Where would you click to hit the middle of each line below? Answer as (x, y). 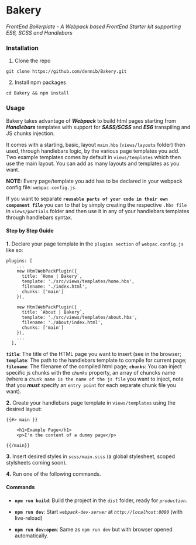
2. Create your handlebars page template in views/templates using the (91, 402)
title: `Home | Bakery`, (52, 276)
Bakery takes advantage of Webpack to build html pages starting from (91, 120)
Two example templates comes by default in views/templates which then (94, 157)
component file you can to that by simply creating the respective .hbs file (97, 205)
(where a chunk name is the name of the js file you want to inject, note (95, 379)
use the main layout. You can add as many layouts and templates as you (93, 163)
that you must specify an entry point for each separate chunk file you (91, 385)
